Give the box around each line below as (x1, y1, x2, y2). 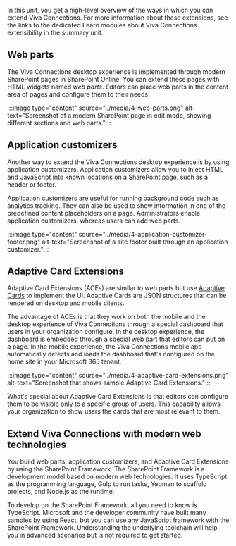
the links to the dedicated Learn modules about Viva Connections (7, 21, 197, 29)
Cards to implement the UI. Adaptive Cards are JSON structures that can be (7, 292, 227, 300)
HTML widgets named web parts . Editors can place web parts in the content (7, 82, 229, 91)
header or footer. (7, 180, 56, 189)
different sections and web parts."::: (7, 118, 111, 127)
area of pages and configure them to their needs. (7, 89, 150, 98)
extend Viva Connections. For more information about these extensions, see (7, 13, 228, 22)
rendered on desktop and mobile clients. (7, 299, 125, 307)
